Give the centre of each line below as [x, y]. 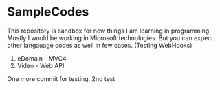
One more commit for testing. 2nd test [61, 78]
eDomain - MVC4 [42, 58]
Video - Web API [41, 65]
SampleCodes [48, 12]
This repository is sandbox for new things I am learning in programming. [109, 31]
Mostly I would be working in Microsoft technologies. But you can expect [110, 37]
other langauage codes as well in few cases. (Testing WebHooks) [100, 45]
